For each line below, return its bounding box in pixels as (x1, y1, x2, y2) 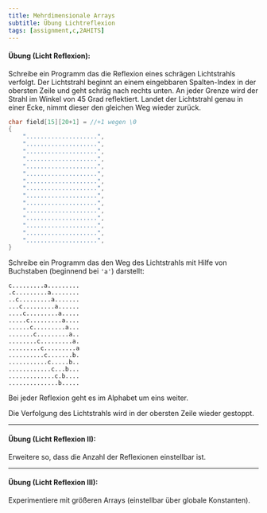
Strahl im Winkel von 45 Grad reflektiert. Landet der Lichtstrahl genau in (8, 94, 244, 103)
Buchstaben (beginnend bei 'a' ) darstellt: (8, 266, 145, 276)
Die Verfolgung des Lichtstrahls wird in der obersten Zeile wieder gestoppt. (8, 409, 254, 418)
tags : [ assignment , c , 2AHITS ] (8, 26, 105, 34)
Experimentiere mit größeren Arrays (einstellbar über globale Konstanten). (8, 495, 250, 505)
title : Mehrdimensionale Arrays (8, 11, 115, 20)
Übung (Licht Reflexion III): (8, 478, 99, 488)
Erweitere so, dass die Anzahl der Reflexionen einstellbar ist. (8, 452, 207, 461)
